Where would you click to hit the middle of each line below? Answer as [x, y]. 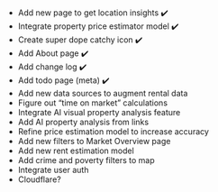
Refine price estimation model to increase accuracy [114, 132]
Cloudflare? [39, 179]
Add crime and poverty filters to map [86, 160]
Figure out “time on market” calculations [93, 103]
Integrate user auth [53, 170]
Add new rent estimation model [76, 151]
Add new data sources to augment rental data [103, 93]
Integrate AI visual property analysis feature [99, 112]
